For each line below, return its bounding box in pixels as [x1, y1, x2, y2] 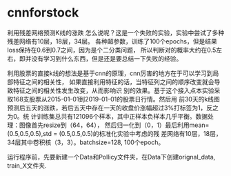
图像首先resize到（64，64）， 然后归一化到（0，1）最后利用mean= [19, 121, 210, 129]
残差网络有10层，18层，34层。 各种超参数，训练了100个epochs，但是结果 [7, 37, 217, 46]
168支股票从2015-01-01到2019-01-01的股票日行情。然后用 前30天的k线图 [12, 95, 221, 103]
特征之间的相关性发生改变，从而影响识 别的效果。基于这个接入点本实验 [12, 86, 214, 95]
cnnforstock [7, 5, 79, 21]
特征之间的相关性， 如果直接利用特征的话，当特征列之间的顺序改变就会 [12, 77, 214, 86]
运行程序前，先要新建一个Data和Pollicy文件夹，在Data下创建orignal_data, [7, 153, 216, 161]
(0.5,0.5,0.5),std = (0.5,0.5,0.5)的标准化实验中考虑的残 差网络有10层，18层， [7, 129, 222, 137]
